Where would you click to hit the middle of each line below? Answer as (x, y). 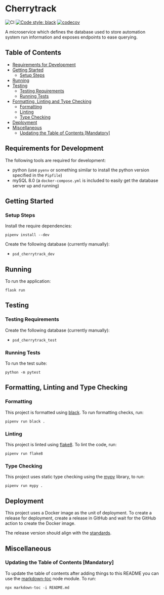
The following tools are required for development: (56, 160)
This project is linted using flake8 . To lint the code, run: (61, 445)
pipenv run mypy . (24, 486)
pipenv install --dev (27, 235)
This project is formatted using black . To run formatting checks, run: (75, 412)
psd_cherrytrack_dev (33, 254)
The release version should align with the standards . (59, 533)
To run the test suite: (26, 363)
